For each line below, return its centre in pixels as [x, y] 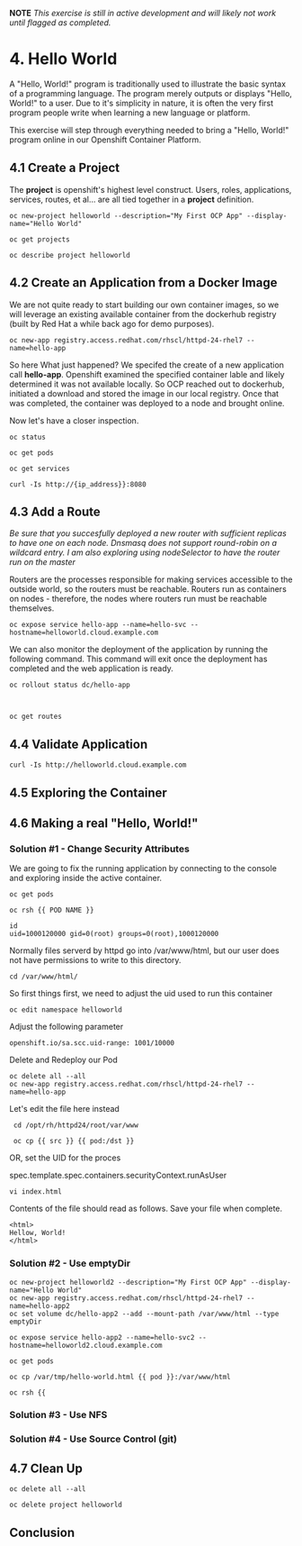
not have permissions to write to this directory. [95, 960]
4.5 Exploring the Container [89, 792]
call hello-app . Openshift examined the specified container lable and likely [147, 374]
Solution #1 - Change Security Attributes [100, 849]
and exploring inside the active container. [86, 878]
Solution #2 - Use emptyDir [70, 1263]
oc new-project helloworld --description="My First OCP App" [126, 215]
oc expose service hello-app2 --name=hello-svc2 [102, 1337]
